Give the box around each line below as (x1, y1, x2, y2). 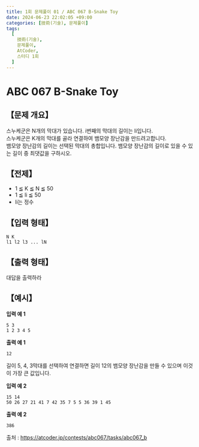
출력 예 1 (6, 339, 26, 346)
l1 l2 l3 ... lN (6, 239, 47, 246)
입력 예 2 (6, 382, 27, 389)
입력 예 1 (6, 310, 26, 318)
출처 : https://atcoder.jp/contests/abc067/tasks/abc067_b (6, 434, 147, 441)
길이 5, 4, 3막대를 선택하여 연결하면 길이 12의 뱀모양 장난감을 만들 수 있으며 (6, 362, 182, 369)
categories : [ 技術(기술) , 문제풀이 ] (6, 20, 89, 26)
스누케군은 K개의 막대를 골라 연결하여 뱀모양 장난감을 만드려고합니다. (6, 134, 167, 141)
